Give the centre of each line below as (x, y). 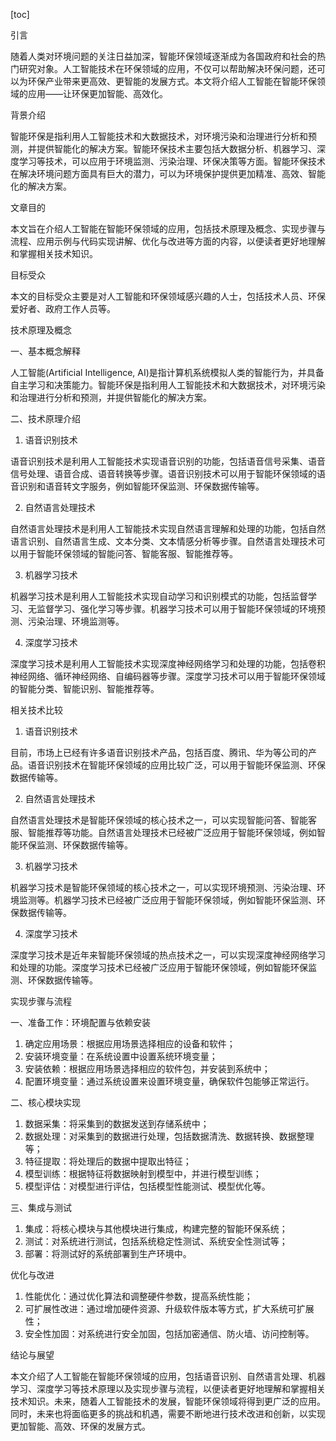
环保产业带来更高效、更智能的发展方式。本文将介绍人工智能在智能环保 (172, 81)
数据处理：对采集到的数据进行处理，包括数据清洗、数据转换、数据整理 (169, 1136)
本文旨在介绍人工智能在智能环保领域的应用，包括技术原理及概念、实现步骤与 (168, 228)
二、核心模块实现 (45, 1102)
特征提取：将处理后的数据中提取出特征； (108, 1161)
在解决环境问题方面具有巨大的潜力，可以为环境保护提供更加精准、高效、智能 (168, 173)
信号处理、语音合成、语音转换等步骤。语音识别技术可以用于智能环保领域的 (163, 473)
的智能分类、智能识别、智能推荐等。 (85, 688)
